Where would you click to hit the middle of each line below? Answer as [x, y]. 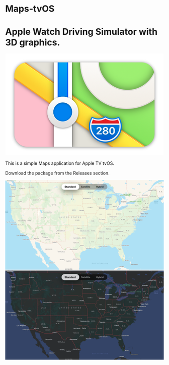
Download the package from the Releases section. [57, 173]
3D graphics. [33, 43]
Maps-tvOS [30, 9]
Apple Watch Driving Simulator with [81, 32]
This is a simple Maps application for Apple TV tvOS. [60, 163]
